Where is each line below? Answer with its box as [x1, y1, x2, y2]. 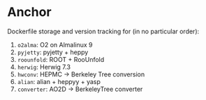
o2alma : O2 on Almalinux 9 [17, 40, 93, 49]
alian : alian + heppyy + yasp [17, 77, 101, 85]
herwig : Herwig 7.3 [17, 62, 71, 71]
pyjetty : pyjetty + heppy [17, 48, 89, 56]
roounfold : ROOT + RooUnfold [17, 55, 105, 63]
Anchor [7, 4, 52, 20]
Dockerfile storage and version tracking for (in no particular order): [7, 27, 200, 35]
